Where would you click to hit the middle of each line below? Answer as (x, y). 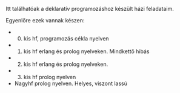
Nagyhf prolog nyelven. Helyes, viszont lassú (71, 83)
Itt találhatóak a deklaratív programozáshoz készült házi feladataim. (90, 9)
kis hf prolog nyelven (50, 77)
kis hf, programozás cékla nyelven (66, 38)
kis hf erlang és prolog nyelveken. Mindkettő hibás (86, 51)
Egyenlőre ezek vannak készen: (45, 20)
